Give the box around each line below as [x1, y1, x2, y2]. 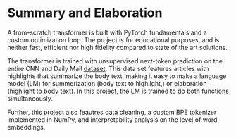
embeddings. [7, 123, 46, 131]
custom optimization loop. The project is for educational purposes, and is [7, 35, 220, 44]
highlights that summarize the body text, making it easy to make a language [7, 72, 227, 80]
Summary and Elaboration [7, 5, 163, 21]
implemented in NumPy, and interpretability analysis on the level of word [7, 115, 218, 124]
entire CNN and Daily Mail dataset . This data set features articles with [7, 64, 209, 73]
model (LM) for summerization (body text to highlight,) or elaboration [7, 79, 207, 87]
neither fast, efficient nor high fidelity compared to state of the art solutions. [7, 43, 228, 51]
